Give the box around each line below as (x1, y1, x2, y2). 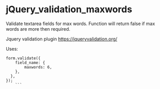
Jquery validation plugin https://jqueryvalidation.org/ (6, 36, 118, 42)
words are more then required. (6, 26, 70, 32)
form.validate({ (6, 55, 41, 61)
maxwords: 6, (24, 64, 52, 70)
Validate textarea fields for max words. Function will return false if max (6, 20, 155, 27)
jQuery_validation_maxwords (6, 4, 133, 15)
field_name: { (15, 60, 45, 65)
